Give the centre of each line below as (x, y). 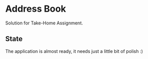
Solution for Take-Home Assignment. (44, 23)
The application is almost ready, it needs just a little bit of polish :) (74, 51)
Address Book (36, 9)
